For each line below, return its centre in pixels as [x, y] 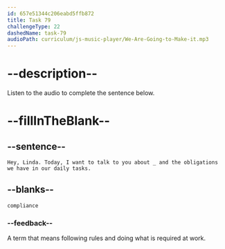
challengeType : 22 [34, 26]
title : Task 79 [29, 20]
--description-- [53, 74]
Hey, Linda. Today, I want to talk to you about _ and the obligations [112, 163]
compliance [23, 205]
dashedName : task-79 [37, 33]
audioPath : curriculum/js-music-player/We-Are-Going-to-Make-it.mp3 [108, 40]
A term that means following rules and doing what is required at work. [107, 238]
